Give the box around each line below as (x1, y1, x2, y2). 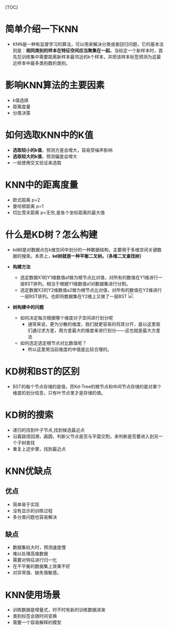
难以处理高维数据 (12, 551, 48, 557)
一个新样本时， (127, 47, 159, 53)
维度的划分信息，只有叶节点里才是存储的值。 (12, 389, 106, 395)
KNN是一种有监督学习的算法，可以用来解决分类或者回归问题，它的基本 (12, 41, 160, 47)
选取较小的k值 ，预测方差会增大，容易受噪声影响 (12, 147, 112, 153)
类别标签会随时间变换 (12, 613, 57, 619)
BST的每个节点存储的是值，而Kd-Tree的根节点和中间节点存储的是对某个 (12, 383, 162, 389)
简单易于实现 (12, 501, 39, 507)
